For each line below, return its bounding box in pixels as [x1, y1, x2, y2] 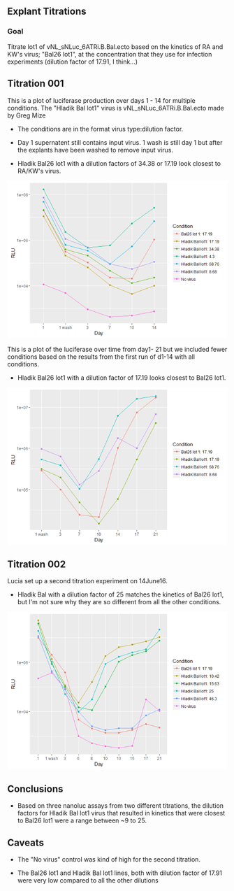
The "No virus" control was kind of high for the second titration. [17, 855, 201, 863]
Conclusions [7, 783, 64, 794]
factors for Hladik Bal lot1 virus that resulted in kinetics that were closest [17, 809, 226, 818]
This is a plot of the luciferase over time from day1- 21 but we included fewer [7, 345, 228, 353]
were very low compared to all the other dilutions [17, 876, 159, 884]
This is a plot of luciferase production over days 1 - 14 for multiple [7, 96, 196, 104]
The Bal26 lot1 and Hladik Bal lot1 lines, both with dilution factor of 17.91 [17, 869, 222, 877]
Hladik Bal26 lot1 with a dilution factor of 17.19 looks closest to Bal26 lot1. [17, 373, 226, 382]
